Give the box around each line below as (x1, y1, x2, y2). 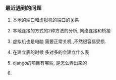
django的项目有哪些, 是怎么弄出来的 (12, 60, 87, 66)
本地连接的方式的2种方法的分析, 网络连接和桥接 (12, 28, 111, 34)
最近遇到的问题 (5, 4, 42, 11)
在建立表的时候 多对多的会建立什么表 (12, 49, 89, 55)
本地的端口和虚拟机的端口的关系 (12, 17, 79, 23)
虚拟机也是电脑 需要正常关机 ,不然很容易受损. (12, 38, 106, 45)
